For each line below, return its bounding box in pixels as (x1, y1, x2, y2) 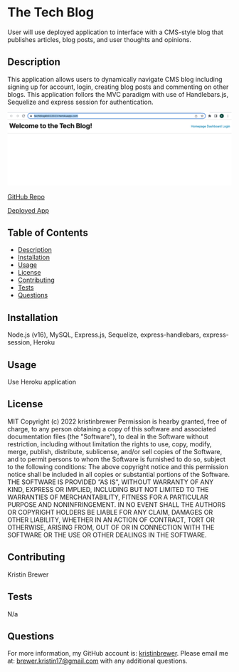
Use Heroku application (7, 378, 77, 387)
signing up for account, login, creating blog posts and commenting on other (7, 83, 229, 91)
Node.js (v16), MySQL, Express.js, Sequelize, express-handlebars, (7, 330, 201, 339)
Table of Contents (7, 227, 89, 239)
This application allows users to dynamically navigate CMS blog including (7, 75, 223, 83)
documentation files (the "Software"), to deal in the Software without (7, 432, 208, 441)
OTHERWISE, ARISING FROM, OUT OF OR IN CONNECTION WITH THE (7, 523, 215, 531)
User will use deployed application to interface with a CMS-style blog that (7, 28, 223, 36)
